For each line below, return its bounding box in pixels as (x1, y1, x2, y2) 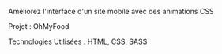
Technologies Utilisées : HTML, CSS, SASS (8, 37, 148, 46)
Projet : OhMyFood (8, 22, 70, 31)
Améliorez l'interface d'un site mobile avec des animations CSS (8, 7, 215, 16)
